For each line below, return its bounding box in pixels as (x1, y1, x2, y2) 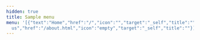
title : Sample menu (6, 14, 55, 20)
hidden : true (6, 8, 39, 15)
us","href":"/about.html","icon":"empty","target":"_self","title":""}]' (11, 25, 198, 31)
